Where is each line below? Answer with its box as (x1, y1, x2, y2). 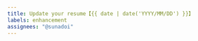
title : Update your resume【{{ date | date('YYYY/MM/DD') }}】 (7, 10, 194, 17)
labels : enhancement (7, 17, 68, 24)
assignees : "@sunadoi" (7, 23, 74, 30)
